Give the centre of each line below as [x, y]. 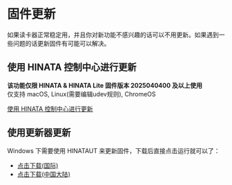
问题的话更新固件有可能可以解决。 [61, 43]
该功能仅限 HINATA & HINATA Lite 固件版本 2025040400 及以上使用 [105, 85]
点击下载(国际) [38, 165]
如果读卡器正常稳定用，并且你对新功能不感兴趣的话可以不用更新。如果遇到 [113, 35]
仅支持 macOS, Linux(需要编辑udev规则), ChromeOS [82, 94]
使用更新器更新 [39, 133]
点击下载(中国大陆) [44, 174]
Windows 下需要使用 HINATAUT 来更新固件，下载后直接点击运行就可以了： [114, 150]
